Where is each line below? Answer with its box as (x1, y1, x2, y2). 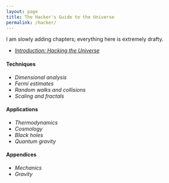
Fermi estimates (14, 80, 54, 87)
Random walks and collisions (14, 86, 86, 93)
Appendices (6, 151, 37, 158)
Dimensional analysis (14, 74, 67, 81)
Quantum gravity (14, 138, 56, 145)
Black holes (14, 131, 44, 138)
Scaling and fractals (14, 92, 65, 99)
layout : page (6, 8, 38, 15)
